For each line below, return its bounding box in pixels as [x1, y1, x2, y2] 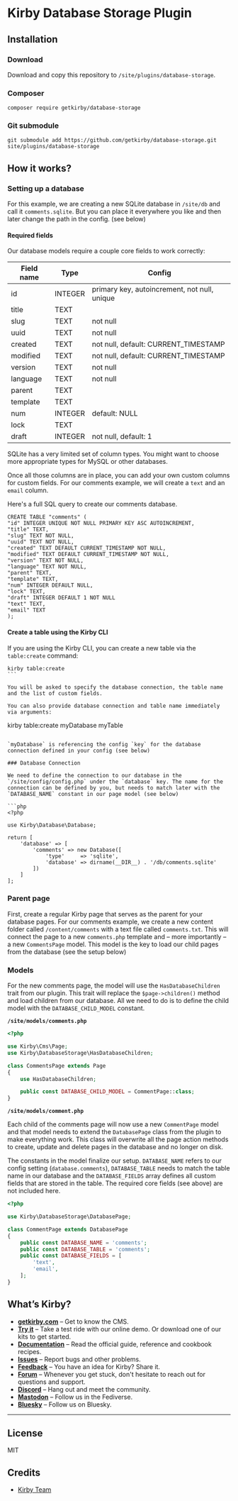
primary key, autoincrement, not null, [91, 284, 214, 294]
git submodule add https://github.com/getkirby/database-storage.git [7, 137, 217, 144]
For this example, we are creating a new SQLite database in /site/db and [7, 200, 221, 209]
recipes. [17, 1347, 42, 1356]
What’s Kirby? [7, 1298, 72, 1310]
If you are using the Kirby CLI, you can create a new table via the [7, 643, 196, 652]
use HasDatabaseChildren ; [20, 1075, 97, 1082]
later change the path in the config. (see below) [7, 215, 147, 223]
